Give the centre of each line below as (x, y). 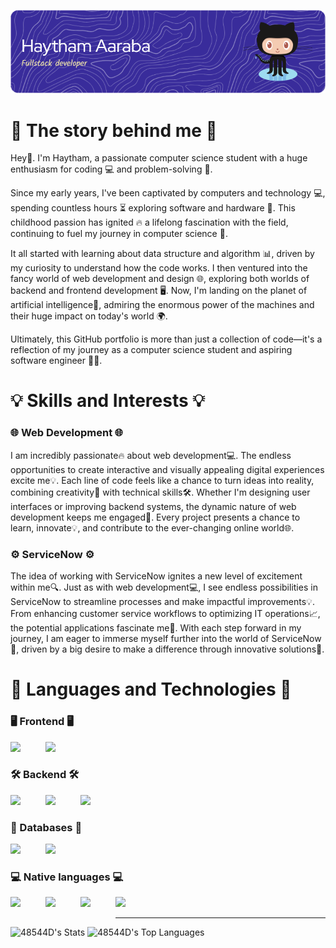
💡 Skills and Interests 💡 (107, 401)
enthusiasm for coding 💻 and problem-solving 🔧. (111, 169)
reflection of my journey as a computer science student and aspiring (151, 350)
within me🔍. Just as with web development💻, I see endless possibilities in (164, 587)
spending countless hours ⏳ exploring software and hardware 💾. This (153, 208)
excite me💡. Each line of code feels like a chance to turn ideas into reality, (162, 480)
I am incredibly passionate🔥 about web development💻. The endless (151, 455)
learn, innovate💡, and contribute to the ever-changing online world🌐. (152, 527)
